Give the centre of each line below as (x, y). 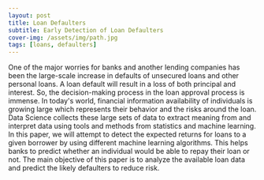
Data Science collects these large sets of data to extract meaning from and (130, 118)
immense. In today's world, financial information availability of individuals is (130, 101)
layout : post (30, 15)
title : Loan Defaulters (47, 23)
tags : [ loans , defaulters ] (52, 45)
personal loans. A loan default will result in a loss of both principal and (122, 84)
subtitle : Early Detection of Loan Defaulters (86, 30)
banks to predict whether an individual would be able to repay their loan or (129, 152)
